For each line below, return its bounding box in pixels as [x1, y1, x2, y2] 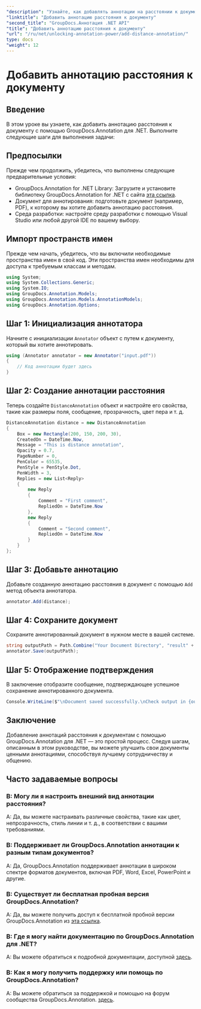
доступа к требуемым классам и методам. [6, 262, 117, 270]
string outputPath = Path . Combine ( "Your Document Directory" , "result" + [6, 642, 194, 648]
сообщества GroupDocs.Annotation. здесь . [6, 996, 115, 1003]
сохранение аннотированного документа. [6, 687, 114, 694]
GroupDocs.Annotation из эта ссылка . [6, 917, 102, 924]
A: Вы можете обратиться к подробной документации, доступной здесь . [6, 953, 193, 960]
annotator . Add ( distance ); [6, 598, 71, 605]
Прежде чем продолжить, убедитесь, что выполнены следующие [6, 166, 175, 174]
